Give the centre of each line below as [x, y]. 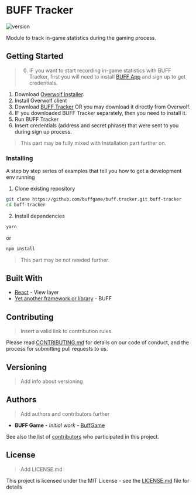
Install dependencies [40, 216]
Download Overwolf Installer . [49, 94]
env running [20, 177]
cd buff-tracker [26, 205]
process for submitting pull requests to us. [57, 349]
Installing [20, 158]
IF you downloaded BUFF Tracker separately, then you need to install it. [101, 113]
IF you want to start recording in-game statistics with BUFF [100, 70]
